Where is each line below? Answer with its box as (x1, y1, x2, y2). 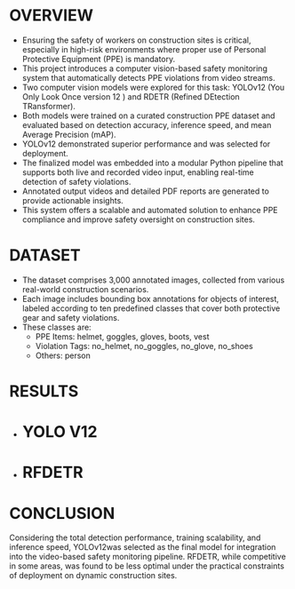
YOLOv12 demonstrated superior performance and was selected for (21, 139, 271, 149)
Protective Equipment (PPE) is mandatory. (21, 53, 176, 64)
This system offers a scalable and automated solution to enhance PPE (21, 204, 278, 215)
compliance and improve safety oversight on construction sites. (21, 214, 256, 225)
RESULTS (9, 381, 79, 402)
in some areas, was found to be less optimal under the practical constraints (9, 561, 284, 571)
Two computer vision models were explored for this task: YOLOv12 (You (21, 82, 285, 92)
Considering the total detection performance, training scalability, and (9, 532, 261, 543)
